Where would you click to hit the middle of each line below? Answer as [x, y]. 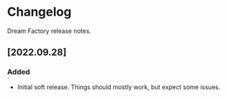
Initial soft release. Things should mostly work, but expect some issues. [119, 87]
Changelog [39, 12]
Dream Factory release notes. [49, 31]
